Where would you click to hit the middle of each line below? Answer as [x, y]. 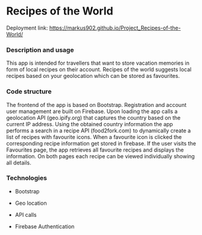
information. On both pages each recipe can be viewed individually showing [100, 156]
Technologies [27, 178]
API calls [26, 214]
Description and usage [40, 50]
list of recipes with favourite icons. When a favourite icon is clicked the [94, 137]
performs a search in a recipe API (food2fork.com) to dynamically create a [99, 130]
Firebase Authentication [45, 226]
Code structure [29, 92]
